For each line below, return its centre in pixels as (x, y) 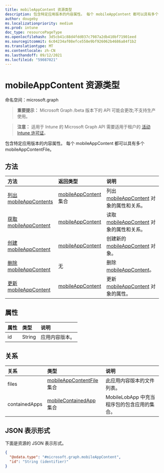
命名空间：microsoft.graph (32, 100)
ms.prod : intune (21, 28)
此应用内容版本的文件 (130, 380)
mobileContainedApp (72, 401)
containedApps (25, 404)
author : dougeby (21, 19)
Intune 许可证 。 (33, 133)
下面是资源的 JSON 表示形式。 (36, 443)
